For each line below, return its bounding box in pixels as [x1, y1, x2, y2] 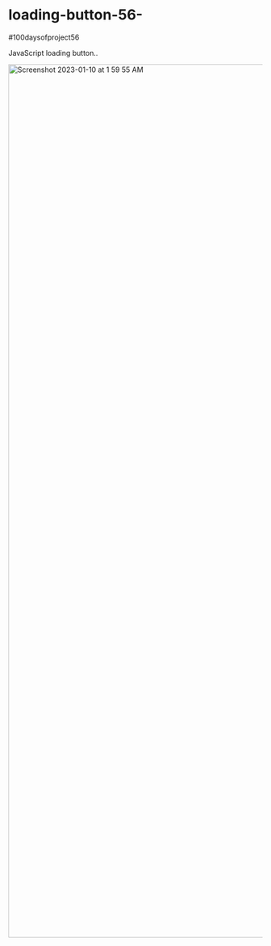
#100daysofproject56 [8, 32, 80, 42]
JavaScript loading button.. [8, 48, 98, 57]
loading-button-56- [8, 6, 144, 24]
